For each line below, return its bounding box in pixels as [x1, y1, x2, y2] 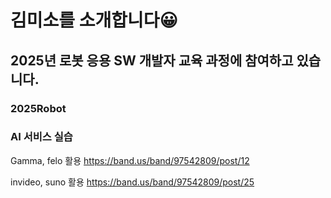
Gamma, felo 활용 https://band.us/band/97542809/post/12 [10, 154, 250, 166]
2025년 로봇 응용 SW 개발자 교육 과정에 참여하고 [10, 52, 294, 69]
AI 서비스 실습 [10, 130, 73, 144]
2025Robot [10, 101, 67, 115]
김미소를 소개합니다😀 [10, 9, 178, 32]
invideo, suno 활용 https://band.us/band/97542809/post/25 [10, 176, 255, 188]
